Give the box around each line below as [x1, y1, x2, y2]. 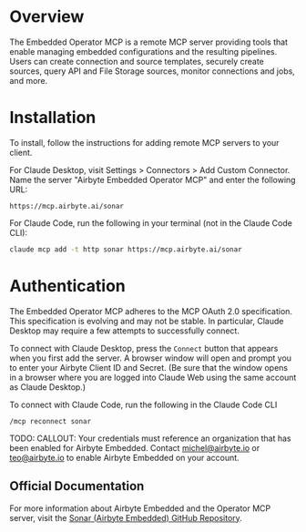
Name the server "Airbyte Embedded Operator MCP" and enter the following [9, 174, 296, 185]
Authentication [9, 275, 126, 296]
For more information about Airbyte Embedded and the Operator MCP [9, 503, 271, 514]
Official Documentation [9, 478, 145, 494]
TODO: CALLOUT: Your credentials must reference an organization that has [9, 433, 291, 444]
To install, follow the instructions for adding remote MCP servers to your [9, 137, 280, 148]
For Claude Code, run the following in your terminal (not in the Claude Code [9, 217, 293, 229]
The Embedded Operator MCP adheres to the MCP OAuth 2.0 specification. [9, 305, 293, 316]
